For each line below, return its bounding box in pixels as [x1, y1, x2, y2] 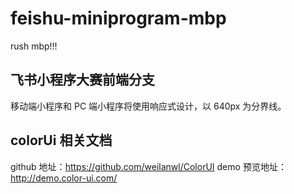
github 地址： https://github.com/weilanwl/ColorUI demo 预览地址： [10, 160, 287, 172]
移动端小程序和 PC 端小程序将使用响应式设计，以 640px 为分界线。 [10, 100, 287, 112]
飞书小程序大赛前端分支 [10, 72, 155, 89]
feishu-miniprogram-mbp [10, 7, 227, 30]
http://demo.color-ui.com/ [10, 172, 118, 184]
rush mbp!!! [10, 40, 58, 52]
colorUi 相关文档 [10, 132, 113, 149]
